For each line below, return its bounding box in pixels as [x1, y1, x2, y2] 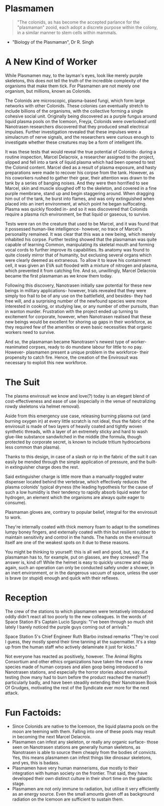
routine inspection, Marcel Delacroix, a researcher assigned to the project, [5, 154, 155, 160]
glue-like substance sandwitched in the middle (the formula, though [5, 433, 142, 439]
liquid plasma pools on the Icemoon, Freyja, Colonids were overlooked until [5, 118, 157, 124]
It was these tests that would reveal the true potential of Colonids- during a [5, 149, 156, 154]
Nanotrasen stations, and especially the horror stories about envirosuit [5, 669, 147, 675]
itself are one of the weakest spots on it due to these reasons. [5, 539, 130, 545]
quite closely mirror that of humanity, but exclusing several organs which [5, 252, 152, 258]
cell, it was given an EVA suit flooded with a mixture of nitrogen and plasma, [5, 262, 158, 268]
